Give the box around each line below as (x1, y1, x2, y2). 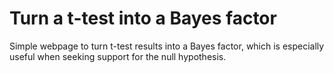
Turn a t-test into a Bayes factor (9, 7, 277, 30)
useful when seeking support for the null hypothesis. (9, 50, 227, 62)
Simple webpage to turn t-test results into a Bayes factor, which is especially (9, 40, 325, 52)
